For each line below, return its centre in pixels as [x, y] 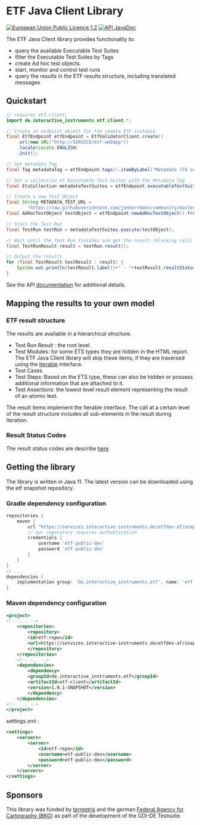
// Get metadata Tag [32, 164]
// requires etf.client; [37, 115]
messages [27, 82]
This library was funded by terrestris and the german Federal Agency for [95, 809]
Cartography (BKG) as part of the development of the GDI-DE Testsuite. [94, 815]
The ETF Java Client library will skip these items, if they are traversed [100, 358]
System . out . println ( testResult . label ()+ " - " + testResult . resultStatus [106, 268]
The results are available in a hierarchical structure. [69, 333]
